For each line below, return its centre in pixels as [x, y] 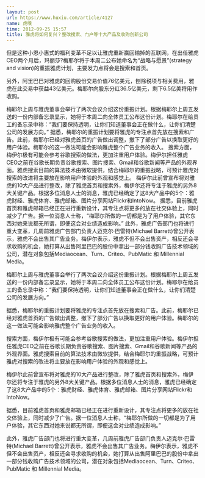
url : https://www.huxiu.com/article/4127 [60, 18]
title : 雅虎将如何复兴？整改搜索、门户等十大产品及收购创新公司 [77, 35]
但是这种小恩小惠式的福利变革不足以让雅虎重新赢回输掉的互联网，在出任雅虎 [103, 53]
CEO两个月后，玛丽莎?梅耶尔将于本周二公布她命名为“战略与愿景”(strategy [99, 60]
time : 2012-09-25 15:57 [37, 29]
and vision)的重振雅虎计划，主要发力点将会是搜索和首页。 [79, 68]
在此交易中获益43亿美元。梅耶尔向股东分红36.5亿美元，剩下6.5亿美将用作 [105, 88]
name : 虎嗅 [19, 23]
